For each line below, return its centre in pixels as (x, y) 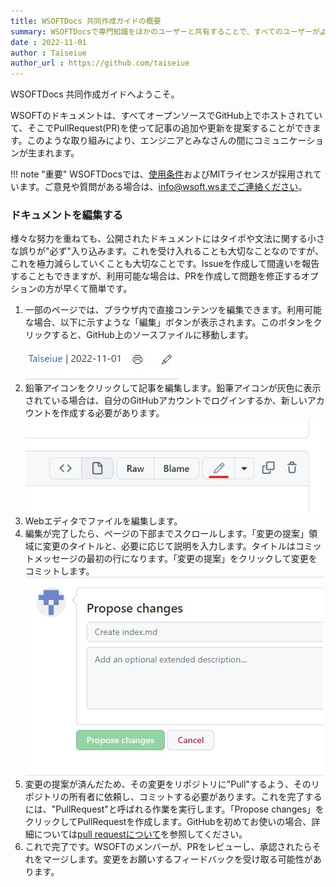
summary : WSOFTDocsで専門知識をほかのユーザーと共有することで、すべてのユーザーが (165, 31)
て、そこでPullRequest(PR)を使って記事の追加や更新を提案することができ (161, 128)
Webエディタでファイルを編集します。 (103, 521)
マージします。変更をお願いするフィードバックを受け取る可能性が (177, 859)
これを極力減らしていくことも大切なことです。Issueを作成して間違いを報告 (165, 264)
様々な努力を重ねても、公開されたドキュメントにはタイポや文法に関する (159, 239)
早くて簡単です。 (97, 289)
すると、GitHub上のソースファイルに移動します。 (152, 335)
